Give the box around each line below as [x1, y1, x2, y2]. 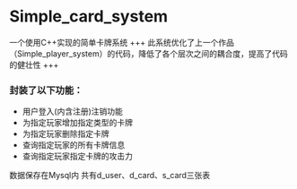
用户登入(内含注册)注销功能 [22, 106, 124, 117]
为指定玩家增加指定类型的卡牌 [22, 117, 133, 128]
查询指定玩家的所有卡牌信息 [22, 140, 126, 150]
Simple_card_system [9, 6, 169, 27]
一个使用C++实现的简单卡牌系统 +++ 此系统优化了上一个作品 [9, 37, 235, 47]
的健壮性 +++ [9, 59, 59, 70]
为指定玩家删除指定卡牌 [22, 128, 109, 140]
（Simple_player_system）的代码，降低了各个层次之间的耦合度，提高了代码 [9, 47, 289, 59]
